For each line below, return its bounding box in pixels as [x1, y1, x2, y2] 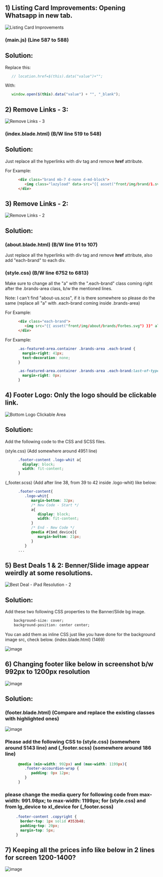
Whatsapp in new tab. [5, 12, 73, 20]
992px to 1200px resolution [5, 668, 90, 676]
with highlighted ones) [5, 715, 60, 722]
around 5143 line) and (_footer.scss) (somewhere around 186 [5, 744, 151, 751]
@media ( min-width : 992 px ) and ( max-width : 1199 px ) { [17, 761, 127, 767]
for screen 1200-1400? [5, 854, 76, 861]
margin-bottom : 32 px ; [31, 498, 75, 503]
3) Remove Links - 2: [5, 199, 69, 208]
